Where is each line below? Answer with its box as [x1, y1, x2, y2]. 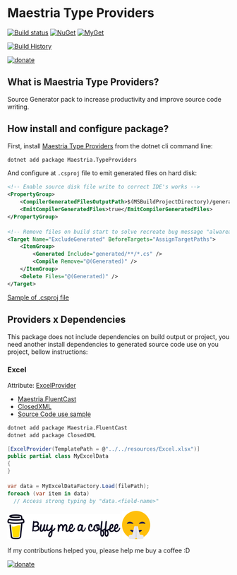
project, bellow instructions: [7, 348, 88, 356]
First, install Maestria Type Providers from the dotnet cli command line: [7, 141, 213, 150]
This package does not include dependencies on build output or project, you [7, 332, 230, 340]
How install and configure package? [7, 123, 169, 135]
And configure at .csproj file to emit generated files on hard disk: [7, 169, 197, 177]
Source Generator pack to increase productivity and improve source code [7, 95, 222, 103]
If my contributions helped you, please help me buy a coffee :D [7, 546, 190, 555]
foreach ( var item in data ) [7, 490, 90, 497]
